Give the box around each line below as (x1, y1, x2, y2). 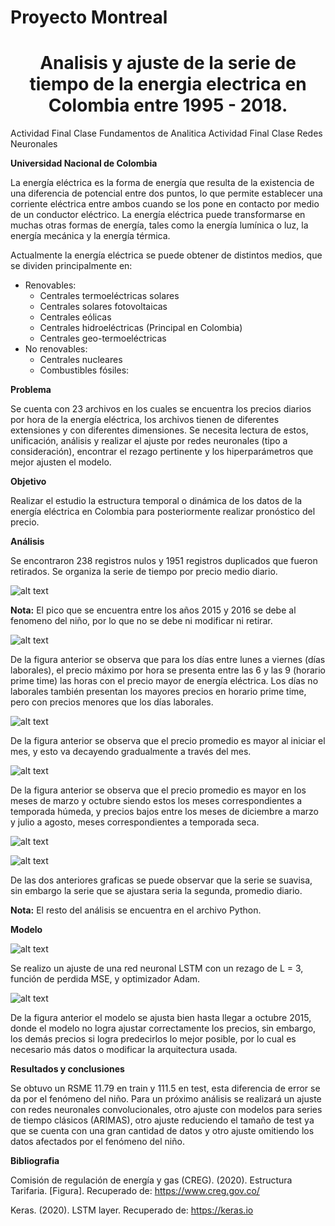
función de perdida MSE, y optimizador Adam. (10, 973, 201, 985)
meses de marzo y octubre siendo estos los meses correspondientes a (10, 795, 303, 807)
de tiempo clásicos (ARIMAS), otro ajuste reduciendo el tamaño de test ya (10, 1114, 315, 1126)
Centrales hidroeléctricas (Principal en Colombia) (39, 322, 243, 334)
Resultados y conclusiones (10, 1063, 125, 1075)
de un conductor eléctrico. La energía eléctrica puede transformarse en (10, 209, 306, 221)
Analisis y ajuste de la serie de (39, 52, 297, 75)
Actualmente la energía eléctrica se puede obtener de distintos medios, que (10, 249, 323, 261)
